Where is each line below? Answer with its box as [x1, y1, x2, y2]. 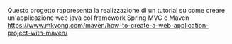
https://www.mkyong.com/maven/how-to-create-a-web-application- [7, 21, 209, 29]
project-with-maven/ [7, 28, 68, 37]
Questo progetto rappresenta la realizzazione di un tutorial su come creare [7, 6, 226, 14]
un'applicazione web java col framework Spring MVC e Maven [7, 13, 189, 22]
